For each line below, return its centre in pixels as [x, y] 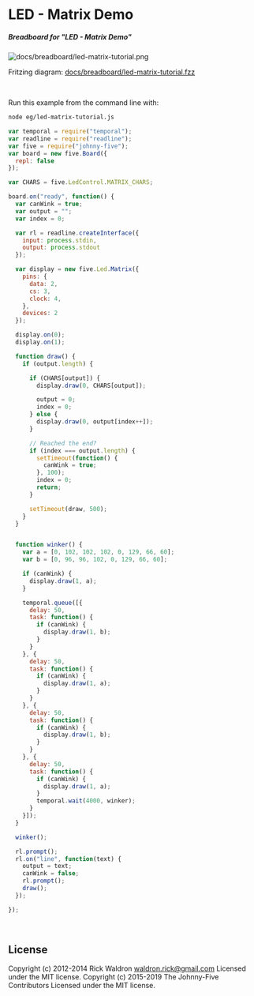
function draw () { [46, 356]
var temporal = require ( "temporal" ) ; [70, 132]
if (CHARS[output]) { [65, 378]
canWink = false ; [51, 874]
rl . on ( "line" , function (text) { [69, 859]
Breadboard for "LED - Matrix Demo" [70, 36]
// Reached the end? [63, 443]
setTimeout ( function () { [77, 458]
